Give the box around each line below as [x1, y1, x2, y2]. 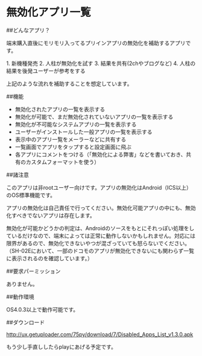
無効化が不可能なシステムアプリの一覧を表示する [14, 120, 137, 128]
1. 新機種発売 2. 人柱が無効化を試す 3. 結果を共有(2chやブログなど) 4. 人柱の [6, 60, 196, 67]
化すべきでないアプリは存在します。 [6, 211, 95, 219]
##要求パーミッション [6, 267, 61, 275]
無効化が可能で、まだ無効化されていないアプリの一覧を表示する [14, 113, 174, 120]
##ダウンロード [6, 319, 45, 326]
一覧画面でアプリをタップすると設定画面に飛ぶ [14, 143, 131, 151]
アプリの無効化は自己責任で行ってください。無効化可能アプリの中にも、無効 [6, 204, 196, 211]
